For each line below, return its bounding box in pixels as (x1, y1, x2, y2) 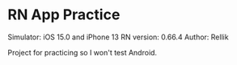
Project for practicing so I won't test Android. (7, 47, 158, 57)
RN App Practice (7, 6, 121, 24)
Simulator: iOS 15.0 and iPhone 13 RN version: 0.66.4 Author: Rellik (7, 32, 229, 42)
